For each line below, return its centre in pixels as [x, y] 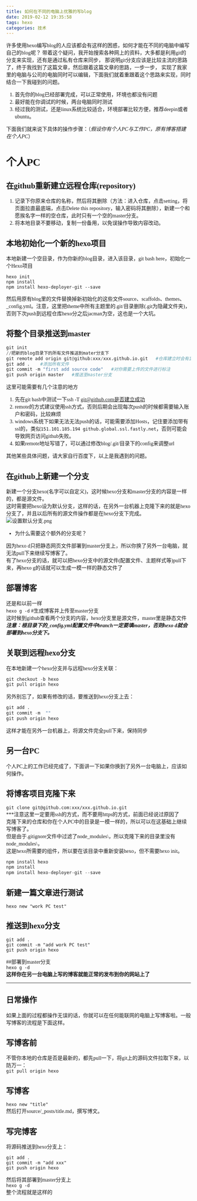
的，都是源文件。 [27, 499]
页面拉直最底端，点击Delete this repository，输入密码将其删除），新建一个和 [102, 209]
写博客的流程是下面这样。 [37, 1023]
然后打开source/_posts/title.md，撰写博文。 [55, 1111]
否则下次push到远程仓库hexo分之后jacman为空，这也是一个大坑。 [83, 314]
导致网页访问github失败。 [44, 436]
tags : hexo [19, 22]
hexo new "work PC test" [36, 906]
